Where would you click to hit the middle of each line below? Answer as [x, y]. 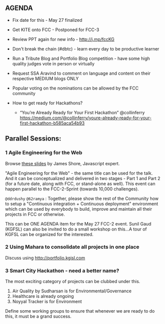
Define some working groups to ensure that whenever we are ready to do [80, 311]
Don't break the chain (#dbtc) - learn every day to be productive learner [86, 48]
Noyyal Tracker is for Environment [47, 302]
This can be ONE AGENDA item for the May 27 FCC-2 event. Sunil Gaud [78, 224]
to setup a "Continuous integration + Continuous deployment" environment [82, 204]
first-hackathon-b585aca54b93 [52, 123]
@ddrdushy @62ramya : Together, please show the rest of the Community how [82, 198]
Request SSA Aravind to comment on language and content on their [82, 73]
